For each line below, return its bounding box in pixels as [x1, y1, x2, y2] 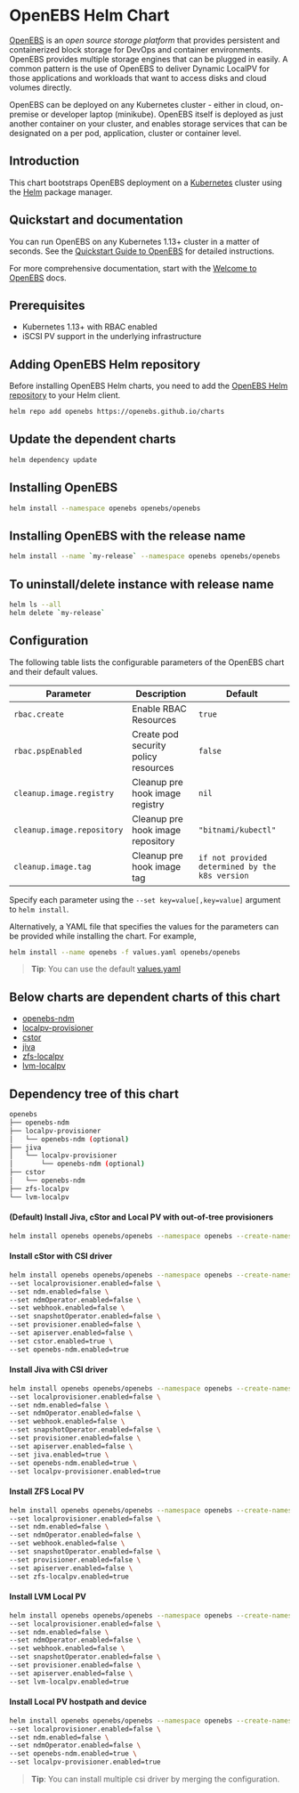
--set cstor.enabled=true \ [9, 1336, 114, 1345]
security [132, 739, 166, 751]
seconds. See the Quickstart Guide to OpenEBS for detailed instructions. [9, 246, 275, 256]
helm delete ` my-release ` [9, 608, 105, 617]
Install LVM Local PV [9, 1591, 86, 1602]
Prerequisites [9, 297, 85, 312]
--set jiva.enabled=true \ [9, 1450, 109, 1459]
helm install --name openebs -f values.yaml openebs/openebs [9, 947, 241, 957]
